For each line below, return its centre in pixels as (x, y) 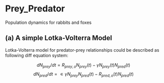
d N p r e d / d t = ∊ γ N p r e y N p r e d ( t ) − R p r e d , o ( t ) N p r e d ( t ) (83, 74)
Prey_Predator (35, 9)
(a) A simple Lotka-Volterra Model (59, 38)
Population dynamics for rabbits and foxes (48, 22)
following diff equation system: (37, 55)
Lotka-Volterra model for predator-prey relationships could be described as (82, 50)
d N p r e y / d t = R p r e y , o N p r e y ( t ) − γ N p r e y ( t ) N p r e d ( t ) (83, 65)
